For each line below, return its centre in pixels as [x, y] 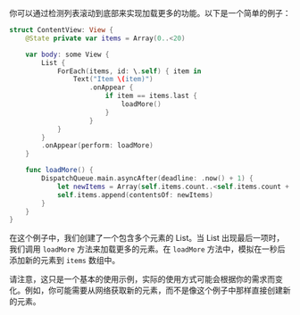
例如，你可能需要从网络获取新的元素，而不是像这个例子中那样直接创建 [154, 290]
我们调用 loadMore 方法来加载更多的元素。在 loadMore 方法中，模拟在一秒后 [147, 249]
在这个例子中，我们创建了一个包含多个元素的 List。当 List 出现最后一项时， [147, 238]
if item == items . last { [151, 96]
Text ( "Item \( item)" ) [113, 79]
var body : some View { [67, 54]
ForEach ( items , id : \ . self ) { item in [129, 71]
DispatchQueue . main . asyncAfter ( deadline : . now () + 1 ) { [147, 178]
